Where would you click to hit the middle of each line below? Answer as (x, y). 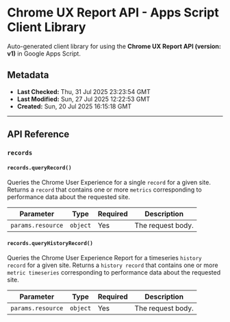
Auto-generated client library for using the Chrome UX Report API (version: (114, 46)
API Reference (38, 134)
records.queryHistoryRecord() (50, 243)
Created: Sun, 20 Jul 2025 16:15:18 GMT (74, 106)
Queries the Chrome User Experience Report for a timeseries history (104, 258)
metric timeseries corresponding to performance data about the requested (114, 273)
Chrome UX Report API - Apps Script (113, 13)
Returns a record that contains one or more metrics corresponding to (104, 189)
